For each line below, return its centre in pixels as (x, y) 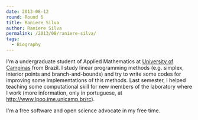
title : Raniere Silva (33, 22)
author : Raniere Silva (34, 28)
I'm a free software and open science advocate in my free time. (83, 111)
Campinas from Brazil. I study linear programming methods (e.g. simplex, (95, 67)
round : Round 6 (25, 17)
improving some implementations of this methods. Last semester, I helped (96, 80)
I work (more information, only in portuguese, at (64, 93)
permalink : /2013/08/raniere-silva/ (51, 34)
